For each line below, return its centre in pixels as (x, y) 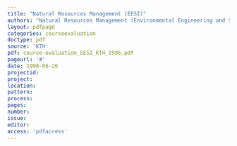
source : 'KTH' (28, 46)
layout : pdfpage (31, 27)
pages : (17, 105)
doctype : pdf (26, 40)
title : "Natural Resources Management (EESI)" (77, 14)
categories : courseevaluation (52, 33)
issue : (17, 118)
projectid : (23, 72)
